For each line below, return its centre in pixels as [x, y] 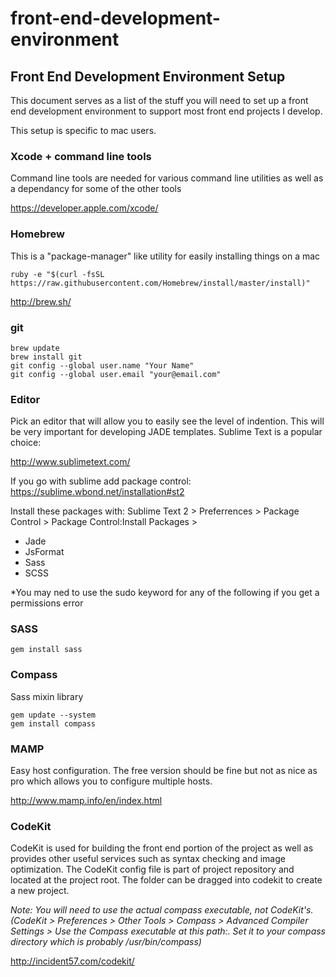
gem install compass [53, 723]
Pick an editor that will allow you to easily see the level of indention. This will [167, 421]
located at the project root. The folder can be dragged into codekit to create [166, 880]
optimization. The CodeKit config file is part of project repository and [152, 869]
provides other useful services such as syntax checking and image [148, 859]
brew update [35, 348]
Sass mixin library [47, 696]
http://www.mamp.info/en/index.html [86, 801]
